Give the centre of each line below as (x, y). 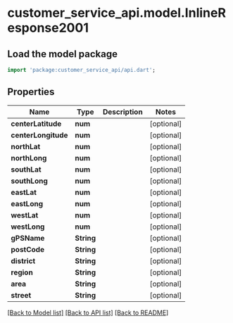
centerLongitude (39, 135)
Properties (31, 92)
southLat (26, 169)
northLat (26, 146)
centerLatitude (36, 123)
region (22, 272)
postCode (27, 249)
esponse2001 (48, 28)
